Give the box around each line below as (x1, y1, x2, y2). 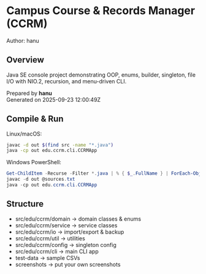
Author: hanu (6, 37, 40, 44)
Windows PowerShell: (6, 159, 61, 166)
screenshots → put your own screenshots (15, 261, 121, 268)
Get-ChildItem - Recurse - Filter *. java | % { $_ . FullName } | (6, 170, 169, 177)
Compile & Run (6, 114, 64, 124)
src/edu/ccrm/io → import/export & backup (15, 228, 124, 235)
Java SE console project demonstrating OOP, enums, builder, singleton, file (6, 71, 196, 78)
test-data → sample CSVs (15, 254, 80, 261)
